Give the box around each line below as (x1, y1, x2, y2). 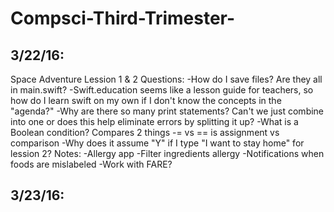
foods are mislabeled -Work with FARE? (10, 158, 173, 170)
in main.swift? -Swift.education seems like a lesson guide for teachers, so (10, 84, 314, 96)
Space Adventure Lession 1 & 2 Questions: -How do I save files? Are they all (10, 73, 323, 85)
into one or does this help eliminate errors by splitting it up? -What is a (10, 116, 299, 127)
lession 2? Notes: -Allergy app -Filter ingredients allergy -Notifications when (10, 148, 325, 159)
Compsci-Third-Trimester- (10, 7, 236, 30)
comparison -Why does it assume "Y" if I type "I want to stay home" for (10, 137, 305, 149)
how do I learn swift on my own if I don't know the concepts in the (10, 95, 282, 106)
